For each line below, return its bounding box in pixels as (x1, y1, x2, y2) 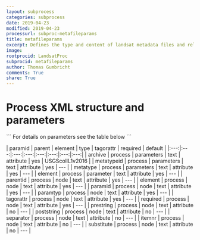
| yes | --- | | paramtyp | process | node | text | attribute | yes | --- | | (6, 189, 174, 197)
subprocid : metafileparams (6, 58, 73, 64)
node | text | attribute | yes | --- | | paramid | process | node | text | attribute (6, 183, 192, 190)
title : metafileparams (6, 36, 62, 42)
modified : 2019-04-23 (6, 25, 60, 32)
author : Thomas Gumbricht (6, 64, 70, 70)
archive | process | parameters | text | (87, 151, 180, 158)
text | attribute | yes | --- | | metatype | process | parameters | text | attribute (6, 164, 193, 171)
